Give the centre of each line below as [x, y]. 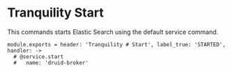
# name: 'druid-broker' [51, 63]
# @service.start [39, 57]
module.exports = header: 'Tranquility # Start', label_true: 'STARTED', [117, 44]
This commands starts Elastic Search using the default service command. [113, 32]
